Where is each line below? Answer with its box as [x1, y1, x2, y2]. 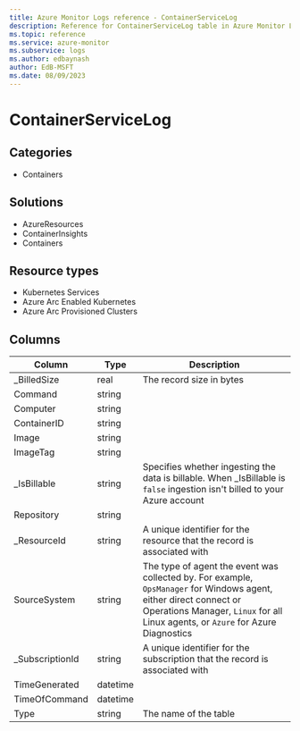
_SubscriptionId [13, 653, 79, 666]
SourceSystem [13, 593, 76, 606]
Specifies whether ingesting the [142, 461, 276, 474]
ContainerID [13, 417, 64, 430]
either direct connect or [142, 593, 242, 606]
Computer [13, 403, 56, 416]
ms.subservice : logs [9, 46, 87, 55]
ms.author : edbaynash [9, 55, 90, 63]
